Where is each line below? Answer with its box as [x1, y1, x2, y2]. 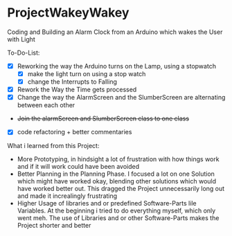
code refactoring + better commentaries [17, 128, 132, 136]
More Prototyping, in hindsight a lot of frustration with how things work [17, 155, 220, 163]
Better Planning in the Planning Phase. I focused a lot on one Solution [17, 170, 215, 178]
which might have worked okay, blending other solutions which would [17, 177, 217, 185]
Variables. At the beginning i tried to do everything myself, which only [17, 206, 216, 215]
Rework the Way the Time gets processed [17, 85, 137, 94]
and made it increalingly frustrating [17, 192, 118, 200]
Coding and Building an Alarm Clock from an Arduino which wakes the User [7, 28, 223, 36]
